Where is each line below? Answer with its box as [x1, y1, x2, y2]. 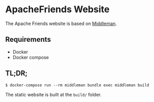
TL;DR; [5, 69, 28, 78]
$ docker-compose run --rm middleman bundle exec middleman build [5, 83, 149, 88]
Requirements [5, 35, 51, 44]
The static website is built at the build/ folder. [5, 91, 102, 97]
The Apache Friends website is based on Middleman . [5, 20, 117, 27]
